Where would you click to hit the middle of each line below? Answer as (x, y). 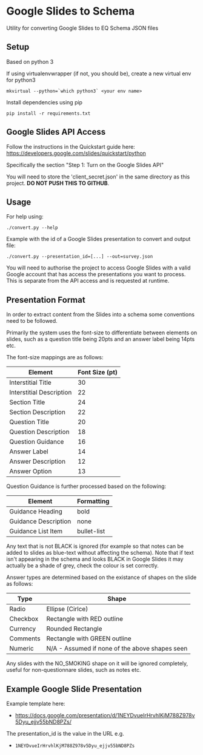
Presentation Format (46, 300)
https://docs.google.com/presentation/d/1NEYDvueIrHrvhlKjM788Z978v (105, 715)
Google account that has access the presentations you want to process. (96, 274)
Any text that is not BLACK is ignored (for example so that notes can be (95, 546)
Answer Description (37, 461)
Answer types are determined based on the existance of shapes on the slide (101, 577)
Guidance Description (40, 521)
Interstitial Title (30, 382)
